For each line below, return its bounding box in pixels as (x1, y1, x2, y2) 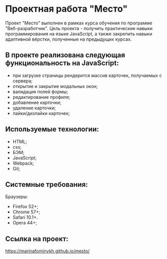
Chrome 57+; (12, 209, 41, 215)
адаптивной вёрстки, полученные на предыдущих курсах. (5, 36, 132, 42)
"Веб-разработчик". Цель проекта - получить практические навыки (5, 25, 153, 31)
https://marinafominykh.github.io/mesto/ (5, 248, 90, 254)
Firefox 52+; (12, 204, 39, 210)
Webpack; (12, 160, 35, 166)
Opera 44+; (12, 220, 37, 226)
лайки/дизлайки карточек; (12, 110, 70, 116)
